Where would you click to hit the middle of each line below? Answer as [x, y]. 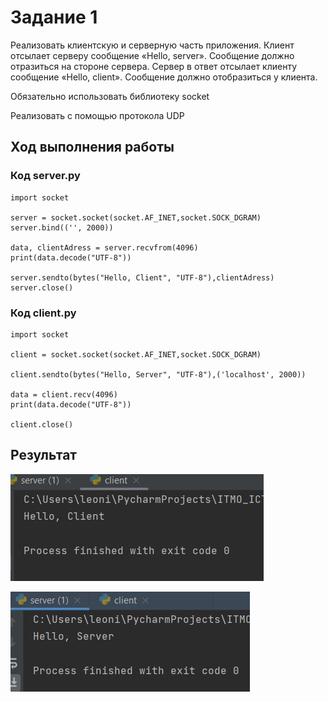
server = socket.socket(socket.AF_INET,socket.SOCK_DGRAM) [136, 217]
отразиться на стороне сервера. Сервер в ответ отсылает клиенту [154, 66]
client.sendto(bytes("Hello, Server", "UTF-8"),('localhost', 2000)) [158, 374]
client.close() [42, 424]
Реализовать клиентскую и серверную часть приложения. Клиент [152, 45]
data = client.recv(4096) [64, 394]
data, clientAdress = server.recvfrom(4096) [104, 247]
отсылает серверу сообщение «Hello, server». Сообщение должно [152, 55]
